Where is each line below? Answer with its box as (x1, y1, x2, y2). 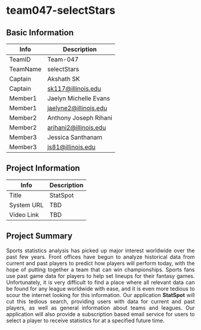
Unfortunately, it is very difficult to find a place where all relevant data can (6, 278, 195, 286)
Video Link (9, 210, 39, 219)
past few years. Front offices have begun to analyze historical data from (6, 253, 195, 261)
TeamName (9, 65, 42, 73)
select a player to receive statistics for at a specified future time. (6, 317, 165, 324)
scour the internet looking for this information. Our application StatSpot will (6, 291, 195, 298)
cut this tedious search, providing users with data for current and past (6, 298, 195, 305)
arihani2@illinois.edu (47, 123, 106, 132)
